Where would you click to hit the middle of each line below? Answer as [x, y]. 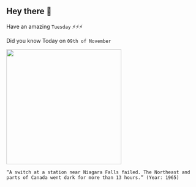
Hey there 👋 [29, 11]
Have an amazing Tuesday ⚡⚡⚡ [45, 26]
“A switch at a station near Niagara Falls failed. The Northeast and [98, 172]
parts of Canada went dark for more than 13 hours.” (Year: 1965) [93, 177]
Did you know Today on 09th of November [59, 40]
